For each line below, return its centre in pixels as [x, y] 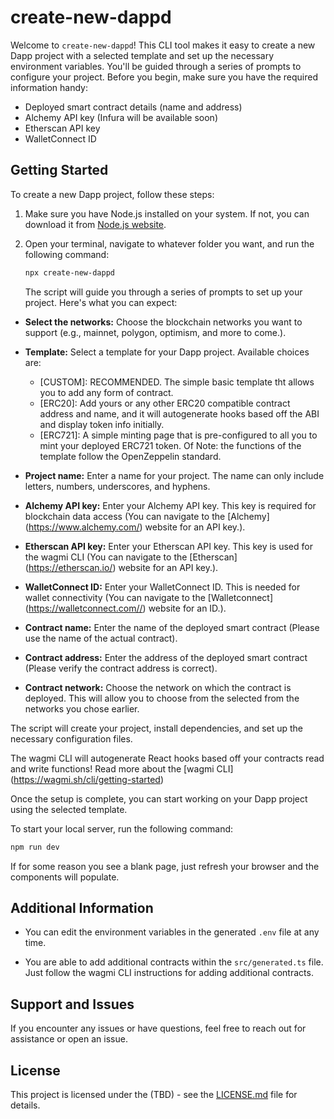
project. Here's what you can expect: [101, 302]
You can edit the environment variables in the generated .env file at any [172, 932]
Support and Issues [72, 1004]
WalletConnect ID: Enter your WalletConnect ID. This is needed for [162, 587]
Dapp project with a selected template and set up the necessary [142, 55]
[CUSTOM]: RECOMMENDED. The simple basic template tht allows [177, 382]
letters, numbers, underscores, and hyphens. [117, 486]
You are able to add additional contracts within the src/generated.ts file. [174, 962]
